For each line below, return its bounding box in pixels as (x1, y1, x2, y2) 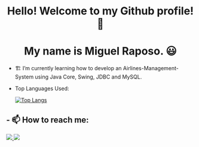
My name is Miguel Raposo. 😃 (23, 44, 177, 58)
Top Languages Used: (14, 85, 70, 92)
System (14, 73, 34, 80)
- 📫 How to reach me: (6, 115, 89, 125)
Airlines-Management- (123, 65, 179, 72)
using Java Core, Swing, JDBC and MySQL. (35, 73, 142, 80)
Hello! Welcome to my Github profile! (7, 4, 194, 18)
